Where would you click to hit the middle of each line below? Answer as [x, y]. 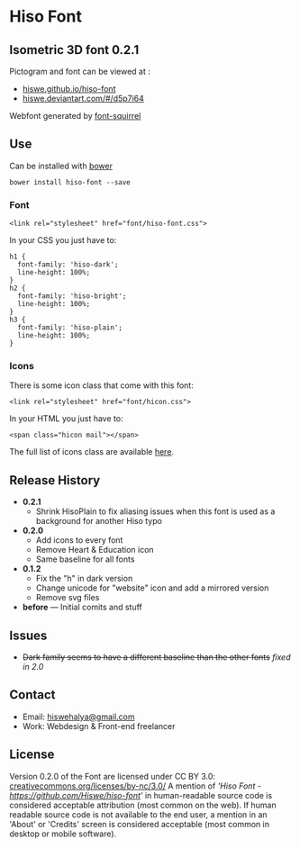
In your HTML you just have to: [66, 419]
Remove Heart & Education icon [95, 550]
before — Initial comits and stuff [82, 607]
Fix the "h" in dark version [84, 579]
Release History [55, 480]
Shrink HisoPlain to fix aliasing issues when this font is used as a [155, 511]
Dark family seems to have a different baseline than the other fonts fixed [156, 657]
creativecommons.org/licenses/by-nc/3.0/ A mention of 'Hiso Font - [135, 786]
